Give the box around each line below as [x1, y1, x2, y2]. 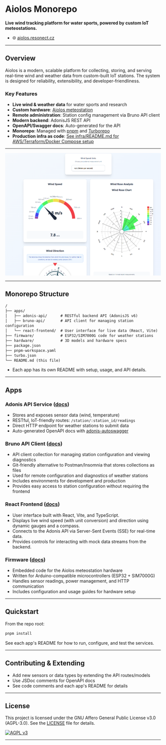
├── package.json [5, 343, 41, 348]
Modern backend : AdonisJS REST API [12, 118, 90, 124]
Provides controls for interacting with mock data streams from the [12, 539, 147, 544]
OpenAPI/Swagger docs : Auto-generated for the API [12, 123, 121, 129]
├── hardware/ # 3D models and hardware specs [5, 339, 127, 343]
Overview [5, 54, 36, 63]
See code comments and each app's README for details [12, 682, 128, 688]
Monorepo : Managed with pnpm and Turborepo [12, 128, 110, 134]
